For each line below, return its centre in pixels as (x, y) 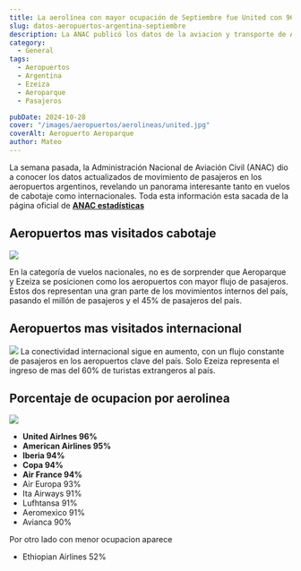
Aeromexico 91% (53, 513)
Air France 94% (52, 474)
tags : (19, 59)
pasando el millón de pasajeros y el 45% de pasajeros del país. (125, 300)
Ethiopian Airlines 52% (64, 557)
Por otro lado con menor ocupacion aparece (91, 540)
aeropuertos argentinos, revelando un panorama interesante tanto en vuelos (150, 186)
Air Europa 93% (52, 484)
